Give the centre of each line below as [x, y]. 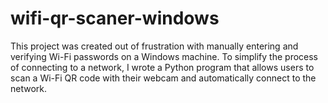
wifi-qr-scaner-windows [115, 18]
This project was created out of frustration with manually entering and [154, 46]
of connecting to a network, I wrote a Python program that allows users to [162, 67]
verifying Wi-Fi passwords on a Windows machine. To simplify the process [164, 56]
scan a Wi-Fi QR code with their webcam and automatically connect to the [163, 78]
